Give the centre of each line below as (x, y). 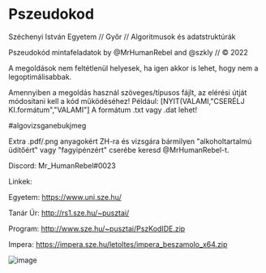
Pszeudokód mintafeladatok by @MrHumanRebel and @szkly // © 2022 (129, 52)
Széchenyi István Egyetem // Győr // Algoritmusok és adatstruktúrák (122, 37)
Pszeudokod (51, 14)
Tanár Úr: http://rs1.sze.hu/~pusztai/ (69, 213)
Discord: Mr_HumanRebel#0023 (62, 165)
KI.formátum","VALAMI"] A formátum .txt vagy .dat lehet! (103, 110)
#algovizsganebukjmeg (47, 125)
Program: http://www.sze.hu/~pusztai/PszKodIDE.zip (97, 228)
